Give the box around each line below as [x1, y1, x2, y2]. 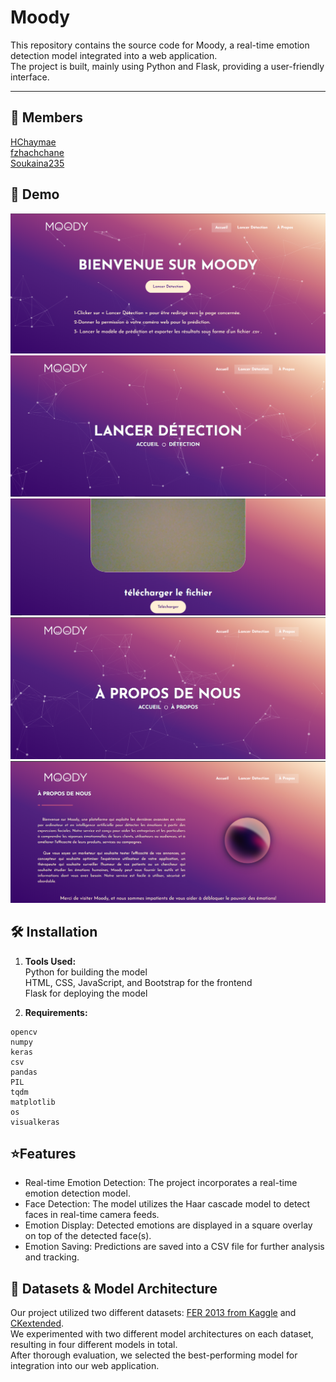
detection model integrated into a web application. [10, 49, 218, 61]
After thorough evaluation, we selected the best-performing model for [10, 1349, 298, 1361]
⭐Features [10, 1145, 77, 1162]
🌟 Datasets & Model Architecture [10, 1280, 218, 1297]
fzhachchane [10, 146, 65, 158]
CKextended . [10, 1317, 65, 1330]
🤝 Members [10, 109, 84, 126]
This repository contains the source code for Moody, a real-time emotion [10, 39, 310, 51]
